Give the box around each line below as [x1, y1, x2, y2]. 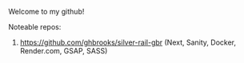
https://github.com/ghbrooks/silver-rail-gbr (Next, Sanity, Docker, [19, 37, 237, 47]
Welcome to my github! [8, 7, 85, 16]
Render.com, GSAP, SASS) [19, 46, 108, 55]
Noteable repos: [8, 22, 62, 31]
